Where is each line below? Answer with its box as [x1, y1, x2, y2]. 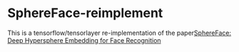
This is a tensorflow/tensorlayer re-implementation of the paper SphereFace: [7, 28, 232, 37]
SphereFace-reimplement [7, 5, 163, 21]
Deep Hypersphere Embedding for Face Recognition [7, 36, 162, 44]
